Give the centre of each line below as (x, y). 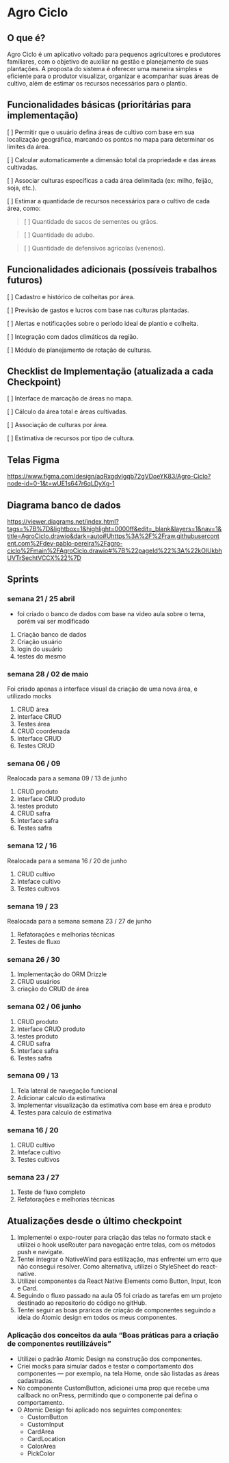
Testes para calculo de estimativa (64, 1112)
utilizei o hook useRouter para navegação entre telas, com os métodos (116, 1245)
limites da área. (28, 147)
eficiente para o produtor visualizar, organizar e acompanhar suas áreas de (113, 76)
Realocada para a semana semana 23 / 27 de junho (79, 921)
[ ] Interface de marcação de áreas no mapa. (70, 398)
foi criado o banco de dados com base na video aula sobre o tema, (111, 613)
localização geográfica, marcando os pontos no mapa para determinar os (110, 139)
